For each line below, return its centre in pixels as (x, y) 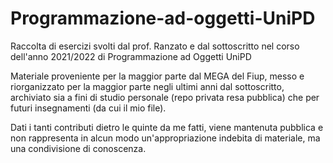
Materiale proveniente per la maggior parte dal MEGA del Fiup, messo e (157, 76)
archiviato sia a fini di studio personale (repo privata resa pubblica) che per (165, 97)
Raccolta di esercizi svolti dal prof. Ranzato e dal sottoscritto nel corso (155, 46)
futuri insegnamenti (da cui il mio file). (88, 108)
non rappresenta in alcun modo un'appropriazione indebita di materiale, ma (165, 138)
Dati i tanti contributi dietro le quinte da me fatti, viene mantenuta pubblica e (167, 127)
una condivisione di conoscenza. (78, 148)
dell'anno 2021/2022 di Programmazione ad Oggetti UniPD (131, 56)
